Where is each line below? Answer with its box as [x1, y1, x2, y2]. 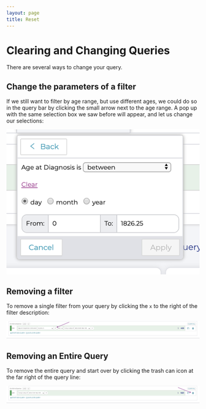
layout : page [6, 10, 40, 16]
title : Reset [6, 16, 40, 23]
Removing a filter [6, 287, 74, 297]
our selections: [6, 117, 44, 125]
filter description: [6, 309, 50, 317]
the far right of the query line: [6, 373, 81, 381]
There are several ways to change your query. [6, 64, 123, 71]
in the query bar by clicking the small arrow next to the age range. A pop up [6, 104, 197, 111]
